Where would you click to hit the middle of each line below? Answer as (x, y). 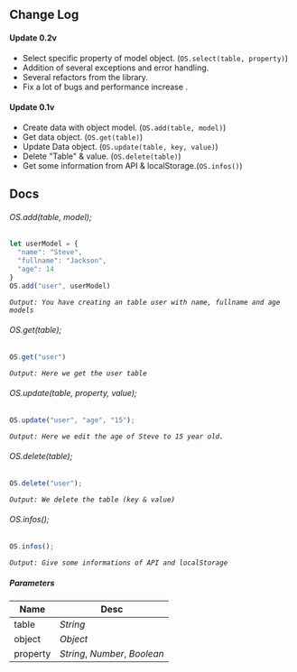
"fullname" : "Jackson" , (62, 261)
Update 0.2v (33, 37)
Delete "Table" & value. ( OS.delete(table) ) (102, 156)
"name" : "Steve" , (50, 253)
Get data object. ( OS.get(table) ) (83, 137)
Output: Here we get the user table (78, 373)
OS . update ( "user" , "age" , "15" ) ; (72, 420)
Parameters (32, 583)
